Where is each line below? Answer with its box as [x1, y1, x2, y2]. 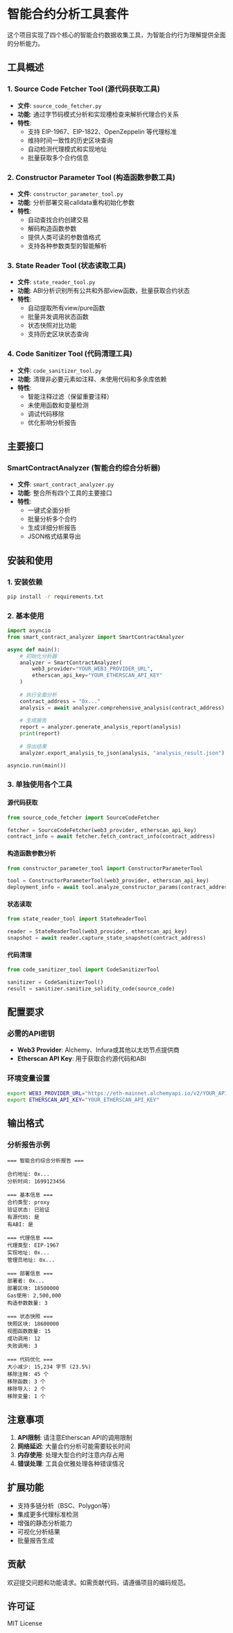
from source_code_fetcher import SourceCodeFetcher [7, 814, 159, 821]
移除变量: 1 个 [7, 1393, 46, 1400]
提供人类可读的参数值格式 [27, 233, 101, 241]
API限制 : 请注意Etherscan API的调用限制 [17, 1434, 132, 1442]
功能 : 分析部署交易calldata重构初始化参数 [17, 198, 135, 206]
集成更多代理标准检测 [17, 1510, 78, 1518]
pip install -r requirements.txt [7, 593, 104, 600]
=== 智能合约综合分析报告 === [7, 1157, 85, 1164]
